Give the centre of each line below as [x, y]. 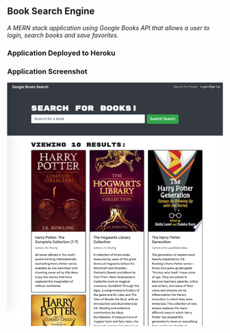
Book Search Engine [51, 11]
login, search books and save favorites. [63, 35]
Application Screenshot [47, 71]
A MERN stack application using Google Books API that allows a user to [108, 27]
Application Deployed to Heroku [61, 53]
